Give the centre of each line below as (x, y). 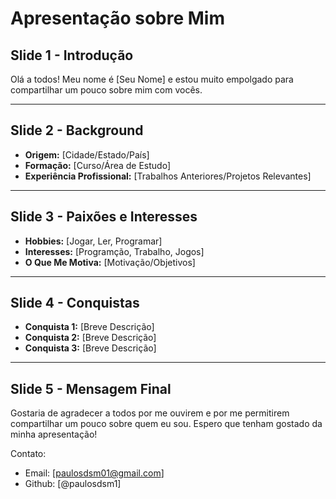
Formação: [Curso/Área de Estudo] (98, 165)
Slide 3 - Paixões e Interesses (104, 217)
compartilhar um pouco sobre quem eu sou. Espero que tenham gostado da (166, 424)
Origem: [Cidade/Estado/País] (87, 154)
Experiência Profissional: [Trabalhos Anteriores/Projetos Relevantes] (168, 176)
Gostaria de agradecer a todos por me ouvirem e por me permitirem (150, 413)
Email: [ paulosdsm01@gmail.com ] (94, 473)
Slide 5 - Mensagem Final (91, 388)
